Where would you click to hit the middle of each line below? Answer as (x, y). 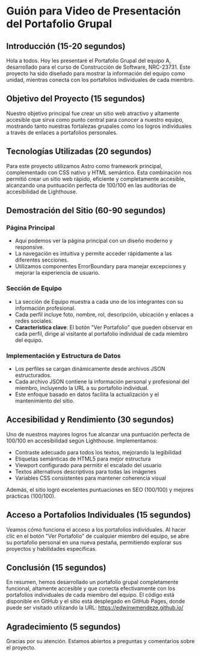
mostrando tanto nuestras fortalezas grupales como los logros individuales (99, 126)
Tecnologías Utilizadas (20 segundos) (79, 152)
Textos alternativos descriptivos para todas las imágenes (85, 471)
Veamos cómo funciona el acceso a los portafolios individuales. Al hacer (96, 529)
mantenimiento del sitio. (45, 401)
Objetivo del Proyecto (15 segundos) (76, 99)
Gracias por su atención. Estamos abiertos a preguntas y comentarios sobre (100, 641)
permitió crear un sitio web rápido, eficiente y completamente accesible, (96, 178)
